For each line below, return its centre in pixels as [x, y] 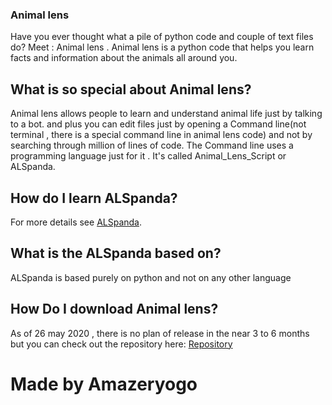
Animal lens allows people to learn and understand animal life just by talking [166, 114]
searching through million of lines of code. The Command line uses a [152, 145]
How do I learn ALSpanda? [94, 198]
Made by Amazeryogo [104, 384]
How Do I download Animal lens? [114, 309]
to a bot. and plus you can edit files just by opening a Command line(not [158, 124]
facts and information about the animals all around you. [124, 58]
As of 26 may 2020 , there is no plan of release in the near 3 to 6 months [160, 333]
